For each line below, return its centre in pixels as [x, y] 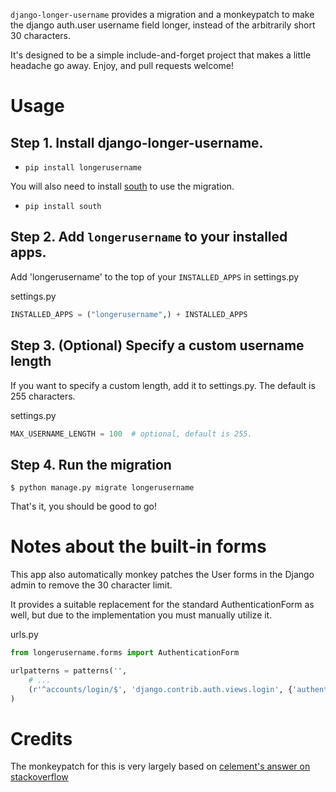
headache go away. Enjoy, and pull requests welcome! [122, 65]
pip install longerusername [83, 168]
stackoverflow [39, 777]
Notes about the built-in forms [138, 546]
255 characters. [43, 396]
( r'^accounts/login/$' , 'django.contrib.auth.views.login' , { [160, 689]
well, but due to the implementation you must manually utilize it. [141, 615]
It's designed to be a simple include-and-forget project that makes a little [161, 55]
